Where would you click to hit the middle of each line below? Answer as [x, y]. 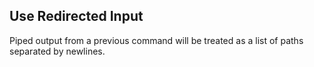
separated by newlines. [57, 51]
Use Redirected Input [76, 16]
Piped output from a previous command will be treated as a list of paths [156, 40]
